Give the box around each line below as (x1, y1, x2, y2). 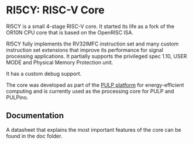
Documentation (6, 111, 64, 121)
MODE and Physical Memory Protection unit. (6, 59, 113, 66)
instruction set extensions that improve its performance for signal (6, 46, 164, 53)
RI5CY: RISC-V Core (6, 3, 105, 17)
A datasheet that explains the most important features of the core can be (6, 126, 181, 133)
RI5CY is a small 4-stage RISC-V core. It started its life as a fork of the (6, 23, 175, 30)
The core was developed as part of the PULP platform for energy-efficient (6, 81, 184, 88)
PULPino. (6, 94, 29, 101)
